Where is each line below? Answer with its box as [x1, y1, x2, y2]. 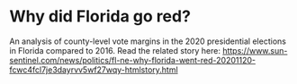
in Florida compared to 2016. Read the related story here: [9, 45, 220, 55]
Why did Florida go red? [9, 6, 192, 27]
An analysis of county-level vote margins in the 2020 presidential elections [9, 36, 286, 46]
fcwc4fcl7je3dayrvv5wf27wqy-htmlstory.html [9, 64, 178, 75]
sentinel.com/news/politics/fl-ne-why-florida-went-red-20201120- [9, 55, 256, 65]
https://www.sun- [221, 45, 288, 55]
